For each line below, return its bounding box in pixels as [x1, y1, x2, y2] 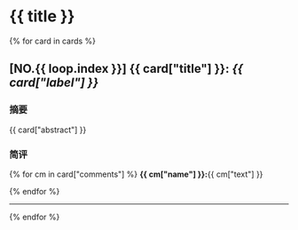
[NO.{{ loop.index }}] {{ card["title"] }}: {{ [9, 61, 244, 76]
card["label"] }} [9, 75, 99, 91]
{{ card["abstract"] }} [9, 124, 87, 135]
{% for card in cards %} [9, 36, 96, 46]
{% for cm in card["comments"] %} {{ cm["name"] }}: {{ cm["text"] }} [9, 169, 263, 179]
